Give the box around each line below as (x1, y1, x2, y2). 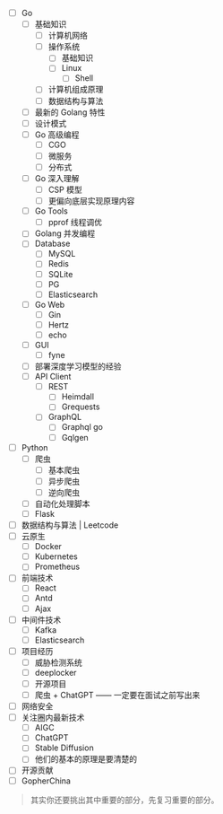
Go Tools (34, 206, 68, 216)
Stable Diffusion (34, 742, 95, 753)
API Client (34, 372, 72, 382)
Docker (34, 541, 62, 552)
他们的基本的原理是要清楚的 (34, 754, 138, 765)
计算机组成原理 (47, 84, 104, 95)
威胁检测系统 (34, 657, 82, 668)
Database (34, 238, 71, 249)
